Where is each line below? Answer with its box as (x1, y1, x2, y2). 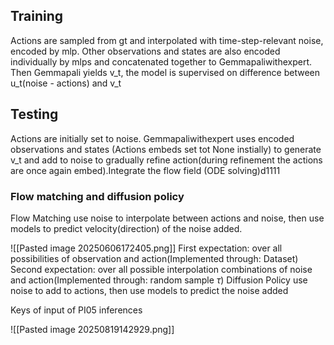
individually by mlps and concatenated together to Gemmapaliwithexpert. (10, 55, 313, 68)
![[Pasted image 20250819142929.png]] (10, 323, 175, 335)
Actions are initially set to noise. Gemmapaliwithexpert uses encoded (10, 132, 295, 144)
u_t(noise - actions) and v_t (10, 77, 122, 89)
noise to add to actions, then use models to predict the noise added (10, 284, 289, 296)
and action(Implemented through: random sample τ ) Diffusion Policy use (10, 274, 308, 286)
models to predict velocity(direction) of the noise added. (10, 222, 243, 234)
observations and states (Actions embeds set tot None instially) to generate (10, 143, 322, 155)
